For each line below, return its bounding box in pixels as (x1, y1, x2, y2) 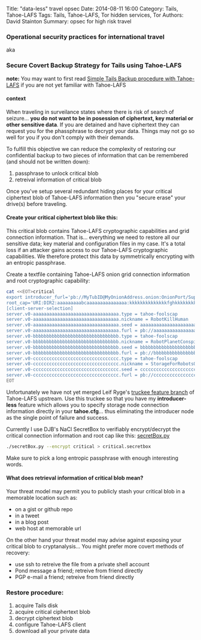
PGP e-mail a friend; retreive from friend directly (14, 573, 135, 580)
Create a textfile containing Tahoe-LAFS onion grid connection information (6, 271, 190, 278)
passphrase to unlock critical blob (14, 169, 99, 177)
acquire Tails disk (14, 602, 59, 609)
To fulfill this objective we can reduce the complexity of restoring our (6, 145, 176, 152)
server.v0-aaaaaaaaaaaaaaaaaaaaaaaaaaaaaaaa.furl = (6, 327, 138, 334)
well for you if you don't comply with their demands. (6, 134, 135, 141)
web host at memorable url (14, 524, 82, 532)
